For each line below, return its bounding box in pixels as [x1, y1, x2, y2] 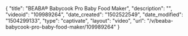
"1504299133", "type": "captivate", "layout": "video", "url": [5, 17, 146, 24]
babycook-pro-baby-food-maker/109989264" [5, 23, 117, 30]
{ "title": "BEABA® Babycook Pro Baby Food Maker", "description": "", [5, 5, 172, 12]
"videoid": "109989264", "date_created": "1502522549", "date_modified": [5, 11, 183, 18]
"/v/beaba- [146, 17, 173, 24]
